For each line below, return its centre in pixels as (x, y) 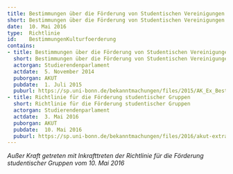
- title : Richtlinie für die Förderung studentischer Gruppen (99, 98)
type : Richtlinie (34, 33)
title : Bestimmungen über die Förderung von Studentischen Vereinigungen (116, 14)
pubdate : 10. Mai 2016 (48, 130)
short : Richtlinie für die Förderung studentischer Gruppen (102, 104)
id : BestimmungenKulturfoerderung (62, 40)
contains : (21, 46)
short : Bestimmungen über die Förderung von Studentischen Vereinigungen (116, 20)
